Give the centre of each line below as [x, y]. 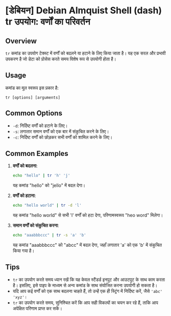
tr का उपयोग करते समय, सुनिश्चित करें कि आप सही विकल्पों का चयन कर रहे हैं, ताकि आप [85, 303]
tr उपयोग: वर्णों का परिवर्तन [48, 22]
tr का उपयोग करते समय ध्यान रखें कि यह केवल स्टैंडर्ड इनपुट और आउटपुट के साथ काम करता [89, 280]
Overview [21, 41]
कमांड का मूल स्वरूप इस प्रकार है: [32, 88]
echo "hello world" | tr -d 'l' [47, 205]
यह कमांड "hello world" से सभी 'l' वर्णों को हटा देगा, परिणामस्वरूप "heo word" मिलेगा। [88, 215]
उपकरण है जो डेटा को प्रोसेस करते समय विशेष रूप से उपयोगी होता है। [61, 59]
